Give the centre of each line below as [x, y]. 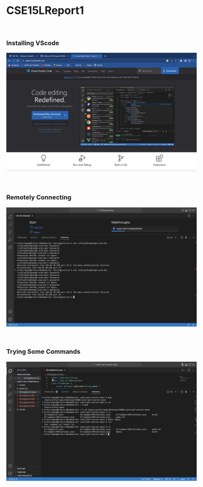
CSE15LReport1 [45, 11]
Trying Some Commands [43, 351]
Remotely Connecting [39, 197]
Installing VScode [33, 43]
